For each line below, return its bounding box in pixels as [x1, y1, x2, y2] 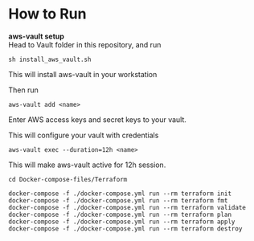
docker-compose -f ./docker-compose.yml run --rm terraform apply [8, 218, 236, 226]
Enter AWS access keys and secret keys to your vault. [8, 114, 187, 125]
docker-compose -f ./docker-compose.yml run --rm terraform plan [8, 210, 231, 219]
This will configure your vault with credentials [8, 130, 159, 140]
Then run [8, 85, 39, 95]
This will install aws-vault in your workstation [8, 69, 158, 79]
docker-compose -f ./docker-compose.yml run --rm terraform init [8, 190, 231, 198]
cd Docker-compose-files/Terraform [8, 175, 128, 183]
